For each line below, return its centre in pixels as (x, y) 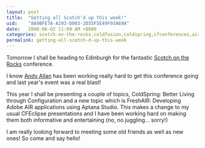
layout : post (23, 12)
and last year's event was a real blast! (54, 82)
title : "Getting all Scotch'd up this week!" (67, 18)
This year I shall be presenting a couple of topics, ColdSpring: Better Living (101, 94)
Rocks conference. (30, 64)
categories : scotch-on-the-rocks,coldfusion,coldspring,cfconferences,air (103, 35)
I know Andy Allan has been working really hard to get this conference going (103, 76)
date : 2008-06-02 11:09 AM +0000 (52, 29)
